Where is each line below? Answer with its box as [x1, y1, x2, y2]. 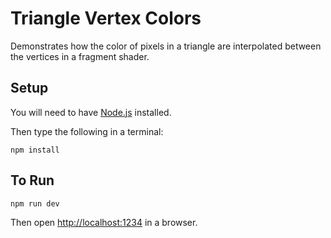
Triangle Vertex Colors [10, 7, 202, 30]
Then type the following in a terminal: [10, 125, 164, 137]
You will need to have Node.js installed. [10, 106, 172, 118]
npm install [10, 145, 60, 155]
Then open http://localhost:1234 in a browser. [10, 216, 198, 228]
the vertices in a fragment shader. [10, 50, 150, 62]
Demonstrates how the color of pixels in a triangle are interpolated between [10, 40, 322, 52]
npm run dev [10, 198, 60, 209]
